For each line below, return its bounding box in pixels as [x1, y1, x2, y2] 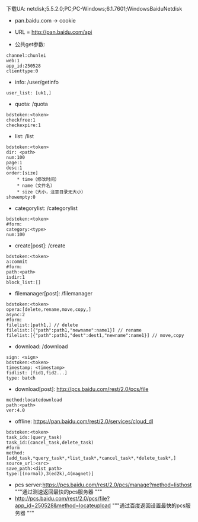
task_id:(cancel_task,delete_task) [6, 440, 94, 445]
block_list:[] [6, 279, 41, 285]
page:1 [6, 160, 23, 165]
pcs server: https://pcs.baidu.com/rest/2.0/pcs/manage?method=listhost [14, 481, 192, 488]
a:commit [6, 259, 28, 265]
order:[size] [6, 170, 39, 176]
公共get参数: [14, 41, 46, 47]
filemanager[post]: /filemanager [14, 290, 93, 297]
